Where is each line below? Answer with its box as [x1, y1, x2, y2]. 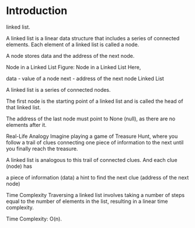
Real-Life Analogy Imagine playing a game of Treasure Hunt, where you [6, 133, 178, 140]
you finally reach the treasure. [6, 145, 78, 152]
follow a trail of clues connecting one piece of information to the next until [6, 139, 184, 146]
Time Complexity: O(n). [6, 215, 62, 222]
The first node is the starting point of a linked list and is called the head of [6, 98, 183, 105]
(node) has [6, 163, 32, 170]
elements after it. [6, 121, 47, 128]
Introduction [6, 4, 68, 18]
